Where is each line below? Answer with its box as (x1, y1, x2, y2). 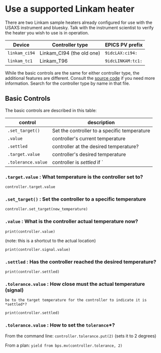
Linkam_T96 (39, 57, 68, 64)
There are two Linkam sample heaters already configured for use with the (5, 19, 152, 25)
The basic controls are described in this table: (5, 107, 97, 113)
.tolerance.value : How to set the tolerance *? (5, 322, 115, 329)
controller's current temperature (52, 135, 125, 142)
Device (13, 41, 30, 48)
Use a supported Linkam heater (5, 3, 135, 15)
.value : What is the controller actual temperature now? (5, 218, 139, 225)
